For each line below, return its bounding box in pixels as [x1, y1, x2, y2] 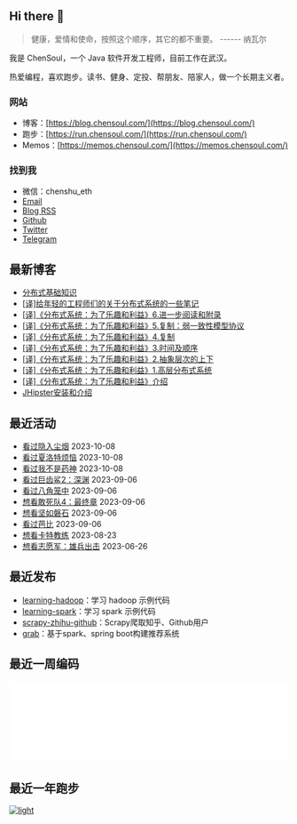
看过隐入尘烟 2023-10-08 [21, 441, 116, 452]
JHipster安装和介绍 [21, 388, 93, 398]
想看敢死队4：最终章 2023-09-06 [21, 497, 146, 508]
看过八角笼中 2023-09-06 [21, 485, 118, 496]
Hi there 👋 [9, 9, 65, 24]
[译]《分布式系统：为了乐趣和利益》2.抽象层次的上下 [21, 354, 215, 364]
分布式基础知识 [21, 287, 77, 298]
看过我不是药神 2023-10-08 [21, 463, 124, 474]
